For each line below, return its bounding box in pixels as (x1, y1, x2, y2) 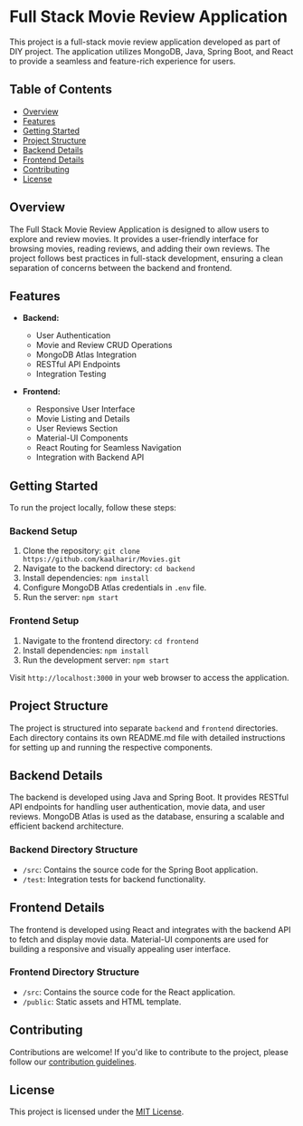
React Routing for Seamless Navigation (35, 442, 182, 453)
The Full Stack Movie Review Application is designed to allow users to (9, 224, 270, 235)
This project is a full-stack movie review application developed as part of (9, 36, 281, 47)
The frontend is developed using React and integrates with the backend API (9, 924, 291, 935)
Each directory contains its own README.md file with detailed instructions (9, 732, 286, 743)
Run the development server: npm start (22, 655, 170, 665)
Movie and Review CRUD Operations (35, 340, 173, 351)
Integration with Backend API (35, 451, 145, 463)
